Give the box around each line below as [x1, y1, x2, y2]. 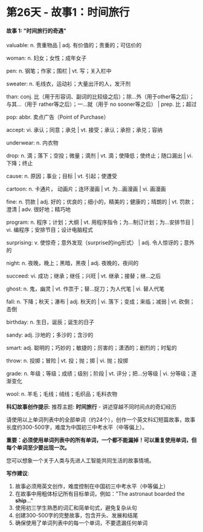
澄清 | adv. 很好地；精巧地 [6, 206, 71, 213]
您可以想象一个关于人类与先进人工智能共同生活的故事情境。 [6, 457, 155, 464]
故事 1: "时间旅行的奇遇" [6, 27, 66, 34]
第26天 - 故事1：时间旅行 [6, 5, 130, 19]
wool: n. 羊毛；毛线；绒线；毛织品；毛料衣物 [6, 390, 118, 398]
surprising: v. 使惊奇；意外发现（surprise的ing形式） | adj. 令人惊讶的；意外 [6, 239, 195, 246]
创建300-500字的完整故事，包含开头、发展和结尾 [14, 512, 138, 519]
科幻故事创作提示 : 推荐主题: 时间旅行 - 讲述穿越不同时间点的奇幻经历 [6, 403, 177, 410]
